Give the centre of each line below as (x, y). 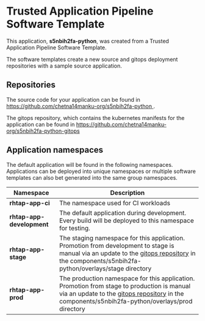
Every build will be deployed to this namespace (126, 220)
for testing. (74, 228)
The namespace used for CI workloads (115, 203)
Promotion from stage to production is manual (125, 286)
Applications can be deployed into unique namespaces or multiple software (101, 171)
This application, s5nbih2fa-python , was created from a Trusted (88, 41)
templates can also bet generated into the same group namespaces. (92, 177)
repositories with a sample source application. (64, 66)
